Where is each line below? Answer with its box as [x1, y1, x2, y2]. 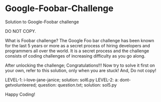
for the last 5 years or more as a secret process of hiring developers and [5, 43, 150, 48]
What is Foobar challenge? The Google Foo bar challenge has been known [5, 37, 155, 44]
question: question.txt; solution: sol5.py [38, 82, 117, 87]
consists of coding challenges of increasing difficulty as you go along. [5, 53, 146, 58]
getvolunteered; [5, 82, 37, 87]
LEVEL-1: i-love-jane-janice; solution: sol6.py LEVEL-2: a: [5, 77, 119, 83]
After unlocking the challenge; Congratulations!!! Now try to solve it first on [5, 62, 155, 68]
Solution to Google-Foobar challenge [5, 19, 79, 25]
